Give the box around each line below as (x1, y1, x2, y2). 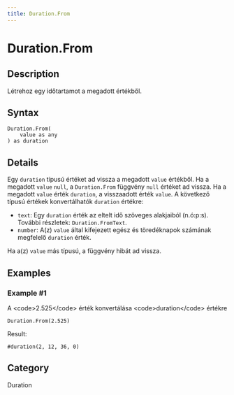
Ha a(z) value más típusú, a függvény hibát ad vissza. (7, 247, 162, 255)
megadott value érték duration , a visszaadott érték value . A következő (7, 190, 210, 199)
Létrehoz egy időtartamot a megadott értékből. (7, 87, 142, 95)
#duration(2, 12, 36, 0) (7, 343, 80, 350)
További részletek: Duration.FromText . (17, 218, 127, 227)
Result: (7, 329, 27, 338)
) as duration (7, 138, 49, 145)
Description (7, 68, 59, 80)
